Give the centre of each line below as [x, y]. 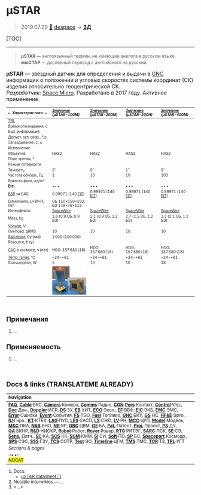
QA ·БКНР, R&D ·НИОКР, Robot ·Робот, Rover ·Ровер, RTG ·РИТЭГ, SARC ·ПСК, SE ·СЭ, [95, 431]
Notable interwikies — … [39, 482]
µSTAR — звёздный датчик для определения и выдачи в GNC [85, 74]
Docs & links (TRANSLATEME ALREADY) [70, 384]
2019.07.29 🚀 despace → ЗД [56, 27]
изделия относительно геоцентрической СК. [63, 86]
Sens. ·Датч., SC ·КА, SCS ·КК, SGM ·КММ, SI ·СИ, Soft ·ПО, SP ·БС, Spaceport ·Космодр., [98, 436]
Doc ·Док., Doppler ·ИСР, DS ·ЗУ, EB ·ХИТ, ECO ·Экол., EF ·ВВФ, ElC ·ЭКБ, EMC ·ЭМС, [93, 410]
